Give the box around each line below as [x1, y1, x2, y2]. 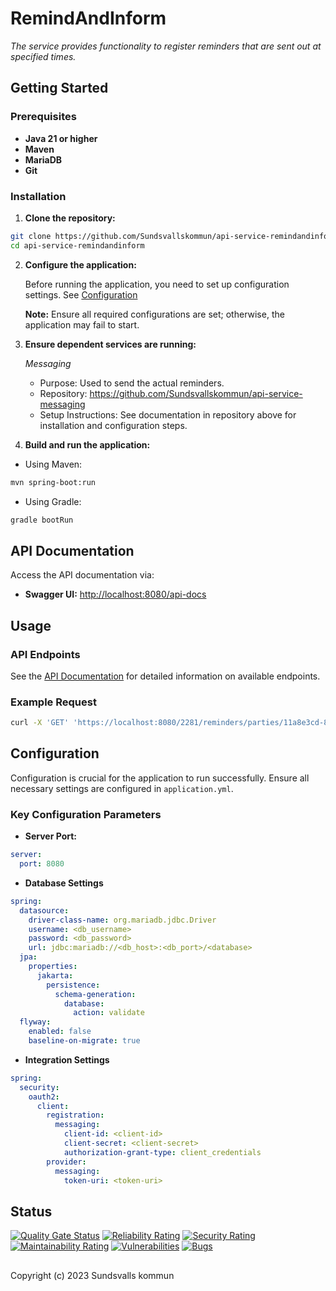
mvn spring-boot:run [10, 477, 97, 487]
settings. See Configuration [24, 288, 138, 301]
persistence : [46, 980, 101, 990]
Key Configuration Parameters [10, 807, 162, 821]
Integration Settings [24, 1053, 110, 1066]
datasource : [19, 905, 70, 916]
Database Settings [24, 877, 104, 889]
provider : [46, 1157, 87, 1167]
